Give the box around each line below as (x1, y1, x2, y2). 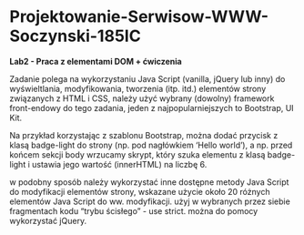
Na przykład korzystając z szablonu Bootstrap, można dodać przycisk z (9, 129, 279, 140)
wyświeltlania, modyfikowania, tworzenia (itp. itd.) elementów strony (9, 83, 267, 94)
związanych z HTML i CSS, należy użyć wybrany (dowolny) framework (9, 93, 275, 104)
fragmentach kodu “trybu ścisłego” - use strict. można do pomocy (9, 205, 258, 216)
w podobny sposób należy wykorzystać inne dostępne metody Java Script (9, 176, 289, 188)
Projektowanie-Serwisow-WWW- (9, 6, 269, 27)
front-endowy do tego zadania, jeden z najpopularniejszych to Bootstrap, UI (9, 102, 294, 113)
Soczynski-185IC (9, 26, 141, 46)
